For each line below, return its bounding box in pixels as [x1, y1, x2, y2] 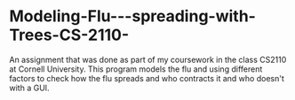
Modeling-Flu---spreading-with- [9, 6, 256, 27]
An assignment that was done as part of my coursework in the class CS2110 [9, 54, 287, 65]
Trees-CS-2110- [9, 25, 130, 45]
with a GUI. [9, 82, 51, 93]
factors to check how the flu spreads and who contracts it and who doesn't [9, 73, 284, 83]
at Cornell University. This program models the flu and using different [9, 64, 263, 74]
